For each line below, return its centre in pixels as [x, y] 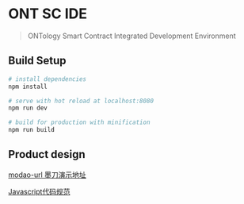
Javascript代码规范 [39, 191]
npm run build [32, 130]
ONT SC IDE [48, 14]
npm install [28, 87]
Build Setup [37, 61]
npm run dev [28, 108]
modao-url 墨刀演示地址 [48, 175]
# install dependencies [48, 79]
